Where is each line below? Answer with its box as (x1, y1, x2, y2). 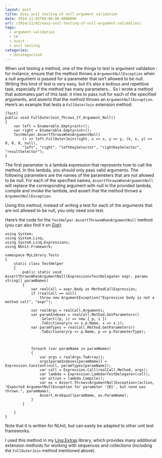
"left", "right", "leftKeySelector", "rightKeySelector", (22, 145, 142, 150)
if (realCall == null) (30, 291, 77, 296)
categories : (5, 48, 29, 52)
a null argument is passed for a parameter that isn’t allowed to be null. (5, 76, 144, 82)
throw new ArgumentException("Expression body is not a (39, 295, 155, 300)
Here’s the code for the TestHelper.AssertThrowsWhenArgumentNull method (5, 217, 153, 223)
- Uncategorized (9, 52, 42, 57)
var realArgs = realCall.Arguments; (30, 308, 105, 313)
